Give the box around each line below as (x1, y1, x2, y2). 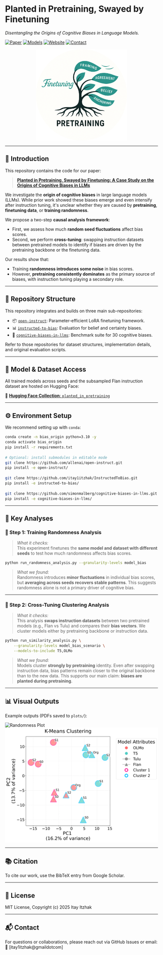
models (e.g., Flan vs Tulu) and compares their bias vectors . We (16, 623, 146, 629)
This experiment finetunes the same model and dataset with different (16, 545, 158, 551)
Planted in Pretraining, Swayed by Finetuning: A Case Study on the (16, 177, 154, 183)
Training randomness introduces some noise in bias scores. (12, 266, 134, 272)
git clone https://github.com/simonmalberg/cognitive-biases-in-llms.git (5, 491, 158, 496)
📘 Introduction (5, 155, 49, 163)
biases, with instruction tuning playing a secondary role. (12, 276, 124, 282)
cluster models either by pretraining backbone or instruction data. (16, 628, 148, 634)
